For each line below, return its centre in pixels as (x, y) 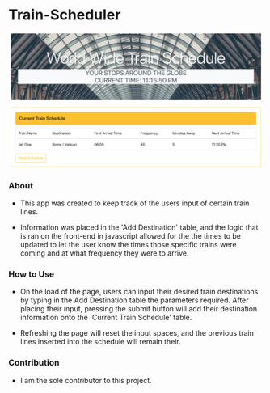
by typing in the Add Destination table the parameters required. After (134, 300)
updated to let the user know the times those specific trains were (128, 245)
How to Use (32, 274)
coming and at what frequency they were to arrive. (104, 253)
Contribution (34, 363)
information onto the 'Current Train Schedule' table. (106, 318)
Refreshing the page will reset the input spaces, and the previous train (137, 333)
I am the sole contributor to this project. (86, 380)
